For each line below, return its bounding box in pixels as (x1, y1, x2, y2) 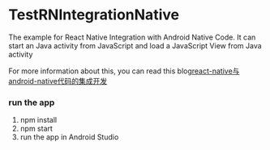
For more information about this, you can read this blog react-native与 (8, 66, 240, 76)
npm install (19, 115, 58, 125)
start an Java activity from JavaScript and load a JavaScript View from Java (8, 40, 262, 50)
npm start (19, 123, 53, 134)
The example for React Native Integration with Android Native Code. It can (8, 32, 256, 42)
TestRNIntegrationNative (8, 6, 180, 24)
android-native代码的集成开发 (8, 76, 108, 85)
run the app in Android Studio (19, 132, 119, 142)
